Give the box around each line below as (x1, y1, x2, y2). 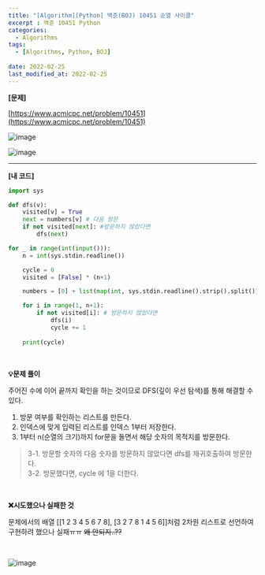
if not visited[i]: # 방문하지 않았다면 (36, 309, 158, 317)
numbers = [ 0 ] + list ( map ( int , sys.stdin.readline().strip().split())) (22, 287, 263, 295)
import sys (8, 187, 44, 195)
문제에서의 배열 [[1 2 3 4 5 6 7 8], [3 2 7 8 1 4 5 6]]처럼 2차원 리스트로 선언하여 (8, 517, 254, 526)
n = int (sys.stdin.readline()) (22, 251, 125, 260)
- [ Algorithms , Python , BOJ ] (15, 48, 111, 56)
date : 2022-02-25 (8, 63, 65, 71)
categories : (8, 26, 47, 34)
